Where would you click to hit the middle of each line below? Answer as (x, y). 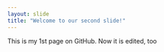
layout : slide (29, 14)
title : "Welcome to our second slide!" (67, 21)
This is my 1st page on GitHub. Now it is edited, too (82, 41)
